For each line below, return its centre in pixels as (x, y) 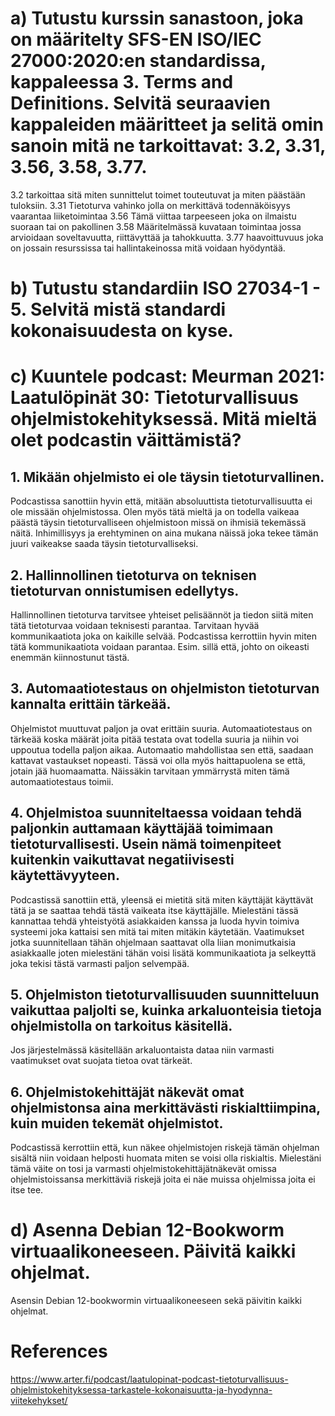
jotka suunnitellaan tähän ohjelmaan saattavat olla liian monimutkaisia (153, 942)
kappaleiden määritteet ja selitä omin (167, 124)
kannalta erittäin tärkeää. (91, 704)
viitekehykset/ (39, 1401)
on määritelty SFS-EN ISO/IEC (136, 39)
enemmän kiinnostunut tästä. (70, 657)
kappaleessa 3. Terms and (122, 82)
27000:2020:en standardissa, (138, 61)
